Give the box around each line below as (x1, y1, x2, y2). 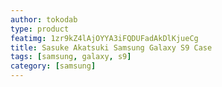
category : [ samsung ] (10, 61, 97, 71)
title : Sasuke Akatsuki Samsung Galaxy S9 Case (10, 42, 213, 53)
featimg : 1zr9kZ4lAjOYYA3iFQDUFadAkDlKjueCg (10, 33, 199, 43)
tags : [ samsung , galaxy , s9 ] (10, 52, 132, 62)
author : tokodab (10, 14, 78, 25)
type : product (10, 24, 70, 34)
